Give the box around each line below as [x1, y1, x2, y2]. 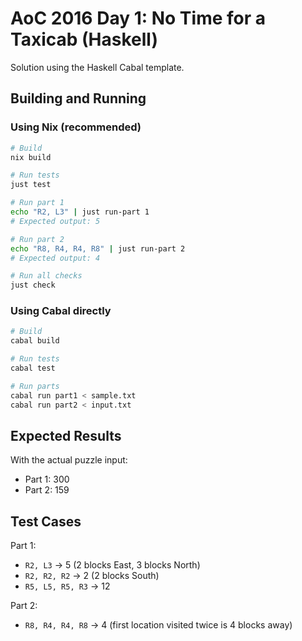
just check [10, 280, 56, 291]
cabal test [10, 363, 56, 374]
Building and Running [10, 90, 147, 107]
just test [10, 180, 52, 190]
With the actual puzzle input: [10, 454, 128, 466]
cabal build [10, 336, 60, 346]
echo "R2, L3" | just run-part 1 [10, 207, 150, 217]
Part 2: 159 [24, 484, 70, 496]
